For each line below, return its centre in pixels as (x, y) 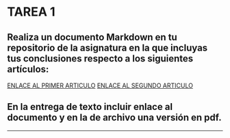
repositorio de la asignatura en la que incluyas (107, 47)
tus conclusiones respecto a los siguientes (100, 58)
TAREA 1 (31, 12)
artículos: (28, 69)
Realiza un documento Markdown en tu (92, 37)
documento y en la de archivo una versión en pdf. (114, 118)
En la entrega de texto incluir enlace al (90, 107)
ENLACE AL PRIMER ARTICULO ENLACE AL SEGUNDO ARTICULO (100, 85)
